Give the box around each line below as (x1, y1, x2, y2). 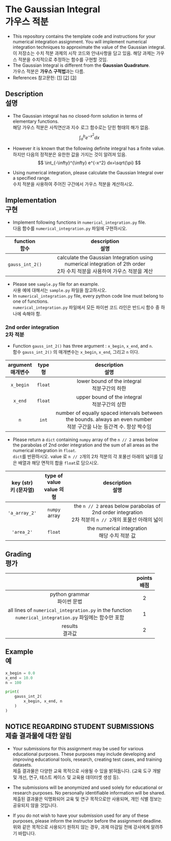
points (136, 574, 153, 582)
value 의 (44, 486, 64, 493)
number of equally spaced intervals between (55, 409, 163, 416)
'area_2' (12, 529, 33, 535)
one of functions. (12, 298, 49, 304)
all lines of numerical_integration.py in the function (8, 607, 132, 614)
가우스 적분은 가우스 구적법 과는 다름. (12, 68, 85, 74)
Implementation (5, 196, 57, 205)
